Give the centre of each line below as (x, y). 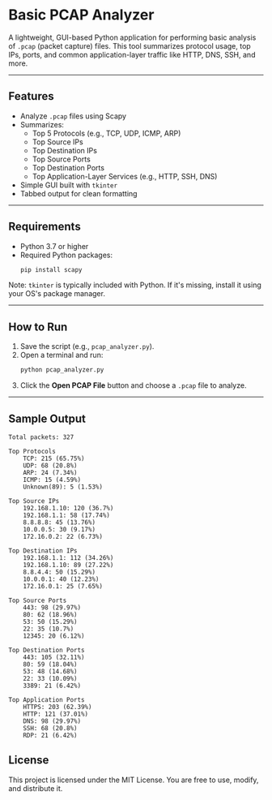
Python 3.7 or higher (54, 246)
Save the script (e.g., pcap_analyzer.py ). (87, 346)
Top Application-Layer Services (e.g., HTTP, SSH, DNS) (125, 176)
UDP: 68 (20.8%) (51, 465)
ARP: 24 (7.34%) (51, 472)
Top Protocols (32, 451)
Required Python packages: (66, 255)
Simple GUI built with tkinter (69, 185)
